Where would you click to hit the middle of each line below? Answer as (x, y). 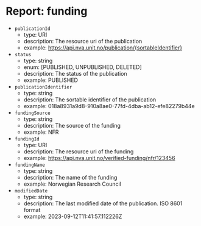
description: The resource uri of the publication (83, 41)
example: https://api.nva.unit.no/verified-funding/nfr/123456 (99, 158)
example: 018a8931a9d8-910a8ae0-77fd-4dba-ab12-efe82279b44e (109, 106)
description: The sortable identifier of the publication (90, 100)
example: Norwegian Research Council (72, 184)
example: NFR (41, 132)
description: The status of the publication (75, 73)
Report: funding (47, 11)
